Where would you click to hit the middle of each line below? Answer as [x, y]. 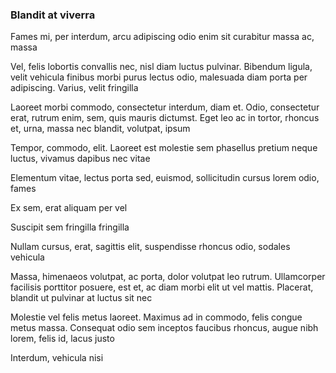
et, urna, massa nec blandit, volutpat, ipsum [100, 129]
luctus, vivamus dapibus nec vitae [80, 159]
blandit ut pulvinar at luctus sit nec [81, 298]
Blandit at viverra [53, 15]
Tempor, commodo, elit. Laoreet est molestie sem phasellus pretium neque [164, 148]
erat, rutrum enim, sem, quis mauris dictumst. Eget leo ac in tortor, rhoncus [165, 118]
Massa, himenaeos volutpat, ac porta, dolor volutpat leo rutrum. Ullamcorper [168, 277]
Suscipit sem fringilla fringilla [70, 227]
